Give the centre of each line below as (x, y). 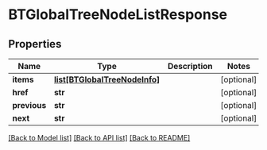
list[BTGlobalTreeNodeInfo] (107, 79)
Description (190, 66)
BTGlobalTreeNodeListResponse (118, 15)
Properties (35, 44)
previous (29, 105)
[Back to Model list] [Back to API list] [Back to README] (99, 138)
